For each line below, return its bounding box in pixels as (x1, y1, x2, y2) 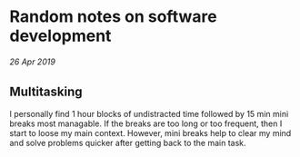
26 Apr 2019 (9, 56, 56, 67)
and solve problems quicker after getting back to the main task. (9, 137, 247, 148)
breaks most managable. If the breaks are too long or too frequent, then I (9, 118, 283, 129)
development (9, 25, 112, 46)
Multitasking (9, 84, 83, 100)
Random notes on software (9, 6, 217, 27)
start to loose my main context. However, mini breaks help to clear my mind (9, 127, 292, 138)
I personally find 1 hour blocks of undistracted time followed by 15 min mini (9, 108, 289, 119)
